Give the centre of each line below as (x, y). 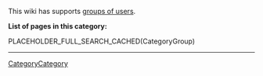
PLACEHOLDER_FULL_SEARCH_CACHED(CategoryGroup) (102, 41)
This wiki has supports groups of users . (72, 11)
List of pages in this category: (58, 26)
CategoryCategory (38, 64)
